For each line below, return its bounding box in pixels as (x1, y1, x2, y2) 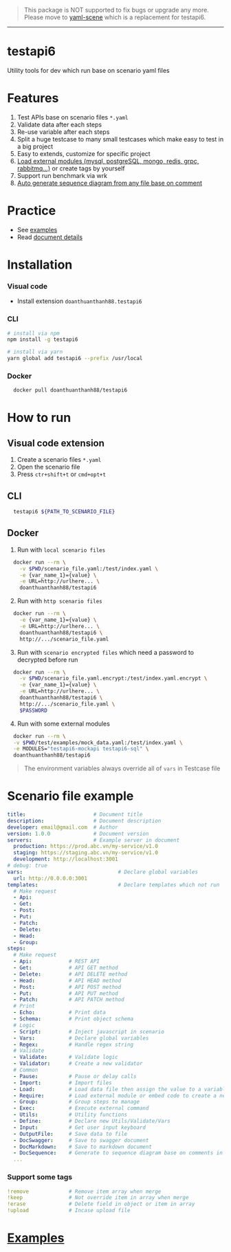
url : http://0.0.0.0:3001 (13, 875, 88, 882)
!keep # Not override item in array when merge (7, 1194, 189, 1201)
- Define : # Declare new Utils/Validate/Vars (13, 1118, 170, 1125)
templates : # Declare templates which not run (7, 881, 220, 888)
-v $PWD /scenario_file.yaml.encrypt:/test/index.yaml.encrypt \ (19, 675, 208, 682)
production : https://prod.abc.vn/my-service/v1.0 (13, 843, 158, 850)
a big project (16, 142, 54, 150)
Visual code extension (7, 437, 105, 449)
